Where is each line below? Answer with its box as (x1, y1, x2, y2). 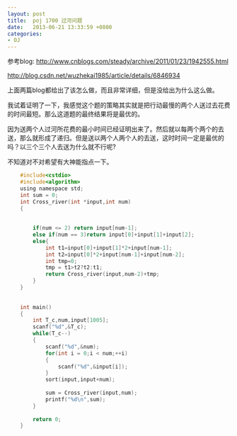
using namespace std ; (20, 185, 83, 192)
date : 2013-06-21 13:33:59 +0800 (7, 23, 112, 30)
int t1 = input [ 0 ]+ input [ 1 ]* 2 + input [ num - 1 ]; (45, 244, 173, 252)
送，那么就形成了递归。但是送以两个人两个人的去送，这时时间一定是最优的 (7, 134, 224, 142)
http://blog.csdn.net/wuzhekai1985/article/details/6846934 (7, 72, 180, 80)
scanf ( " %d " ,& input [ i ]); (57, 363, 129, 370)
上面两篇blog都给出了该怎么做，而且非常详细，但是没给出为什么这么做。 (7, 86, 219, 94)
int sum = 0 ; (20, 191, 59, 199)
